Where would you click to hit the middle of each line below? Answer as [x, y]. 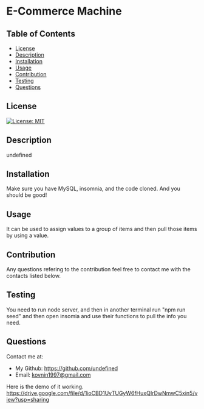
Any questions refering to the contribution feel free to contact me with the [99, 269]
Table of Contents [41, 34]
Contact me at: [25, 356]
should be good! [27, 195]
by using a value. [28, 235]
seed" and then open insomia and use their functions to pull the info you [97, 316]
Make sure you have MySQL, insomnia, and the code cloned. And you [93, 189]
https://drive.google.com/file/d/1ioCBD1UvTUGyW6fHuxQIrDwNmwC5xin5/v [102, 393]
